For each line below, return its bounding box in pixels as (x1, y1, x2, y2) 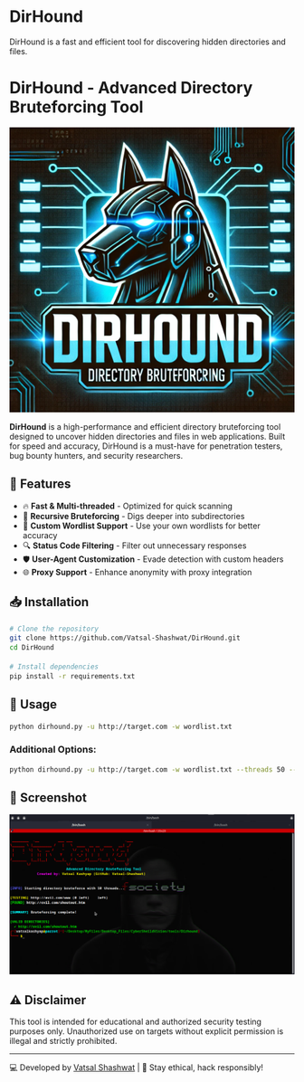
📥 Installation (9, 594, 90, 610)
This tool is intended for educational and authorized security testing (9, 1016, 262, 1028)
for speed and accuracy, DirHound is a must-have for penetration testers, (9, 441, 283, 451)
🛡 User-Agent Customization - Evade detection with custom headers (22, 554, 284, 565)
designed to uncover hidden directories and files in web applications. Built (9, 431, 286, 441)
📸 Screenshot (9, 790, 88, 805)
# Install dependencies (9, 662, 100, 671)
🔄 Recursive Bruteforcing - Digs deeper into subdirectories (22, 510, 245, 521)
